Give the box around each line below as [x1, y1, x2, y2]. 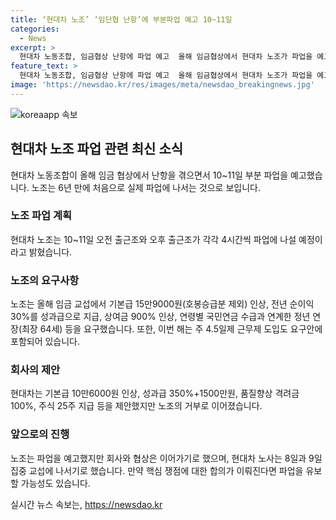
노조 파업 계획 [10, 209, 73, 223]
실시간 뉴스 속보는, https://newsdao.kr [10, 498, 163, 510]
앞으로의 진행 [10, 427, 70, 441]
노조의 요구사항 [10, 273, 80, 287]
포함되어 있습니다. [10, 336, 81, 348]
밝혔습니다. [28, 246, 73, 258]
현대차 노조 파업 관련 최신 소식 [10, 141, 184, 158]
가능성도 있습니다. [20, 477, 91, 489]
